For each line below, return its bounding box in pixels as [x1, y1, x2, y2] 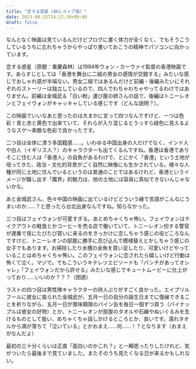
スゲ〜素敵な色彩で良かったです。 [16, 127, 98, 134]
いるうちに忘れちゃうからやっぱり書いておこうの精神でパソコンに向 [16, 43, 180, 50]
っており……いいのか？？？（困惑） [6, 274, 92, 281]
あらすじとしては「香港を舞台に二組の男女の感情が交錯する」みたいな [15, 71, 184, 78]
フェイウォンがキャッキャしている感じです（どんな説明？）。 [16, 100, 162, 107]
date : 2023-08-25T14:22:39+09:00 [6, 14, 87, 20]
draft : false [6, 19, 38, 25]
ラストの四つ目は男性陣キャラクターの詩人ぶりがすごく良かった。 [6, 286, 164, 293]
